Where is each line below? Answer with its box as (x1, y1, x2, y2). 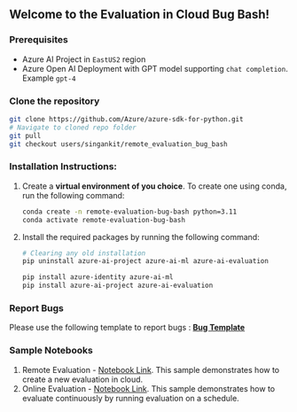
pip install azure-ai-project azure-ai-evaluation (21, 281, 214, 291)
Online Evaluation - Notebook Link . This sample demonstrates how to (21, 383, 276, 393)
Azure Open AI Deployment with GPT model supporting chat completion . (21, 63, 288, 74)
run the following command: (21, 190, 125, 200)
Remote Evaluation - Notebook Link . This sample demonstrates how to (21, 364, 280, 375)
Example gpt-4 (21, 73, 76, 83)
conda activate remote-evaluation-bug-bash (21, 215, 186, 224)
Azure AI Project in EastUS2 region (21, 53, 146, 65)
